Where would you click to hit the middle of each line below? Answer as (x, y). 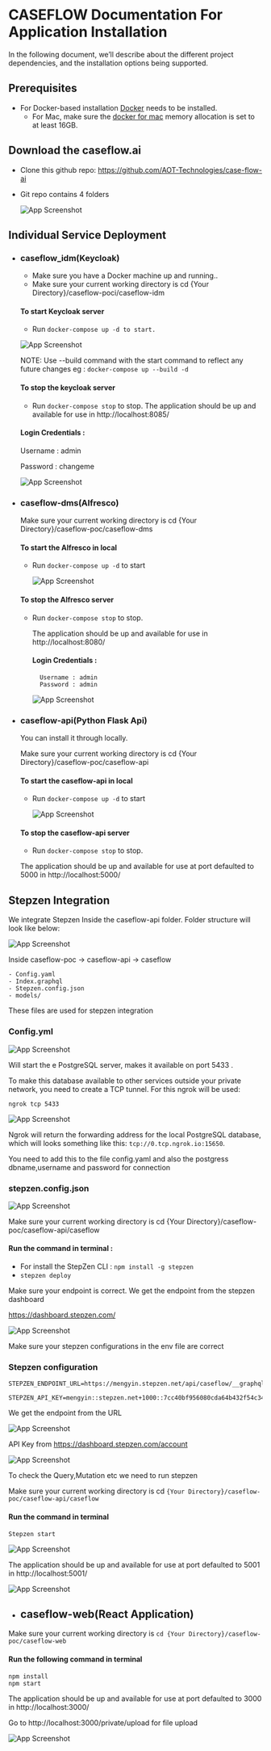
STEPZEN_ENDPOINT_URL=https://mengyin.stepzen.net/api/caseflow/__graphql (137, 1384)
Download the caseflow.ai (75, 151)
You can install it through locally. (74, 738)
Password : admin (69, 684)
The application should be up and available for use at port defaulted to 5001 (134, 1564)
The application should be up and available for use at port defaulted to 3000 (135, 1699)
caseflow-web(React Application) (107, 1614)
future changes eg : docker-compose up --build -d (104, 369)
